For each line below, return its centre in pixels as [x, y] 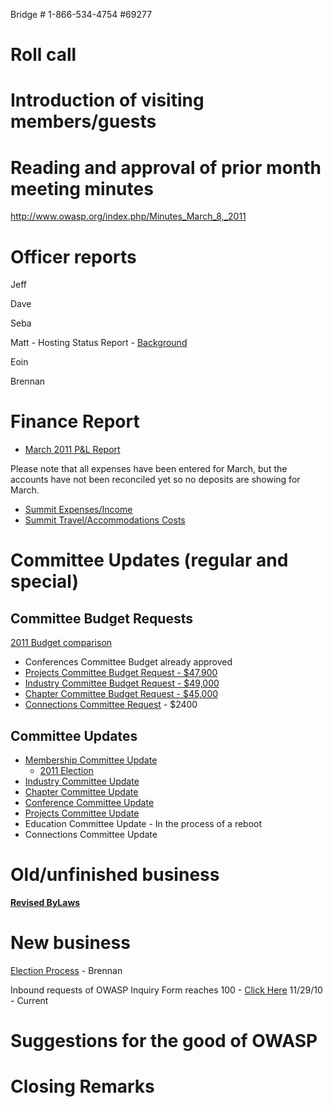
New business [70, 943]
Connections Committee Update [91, 834]
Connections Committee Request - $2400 [111, 705]
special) [44, 581]
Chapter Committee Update [81, 792]
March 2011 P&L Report [72, 450]
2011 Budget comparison [61, 643]
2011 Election [66, 770]
